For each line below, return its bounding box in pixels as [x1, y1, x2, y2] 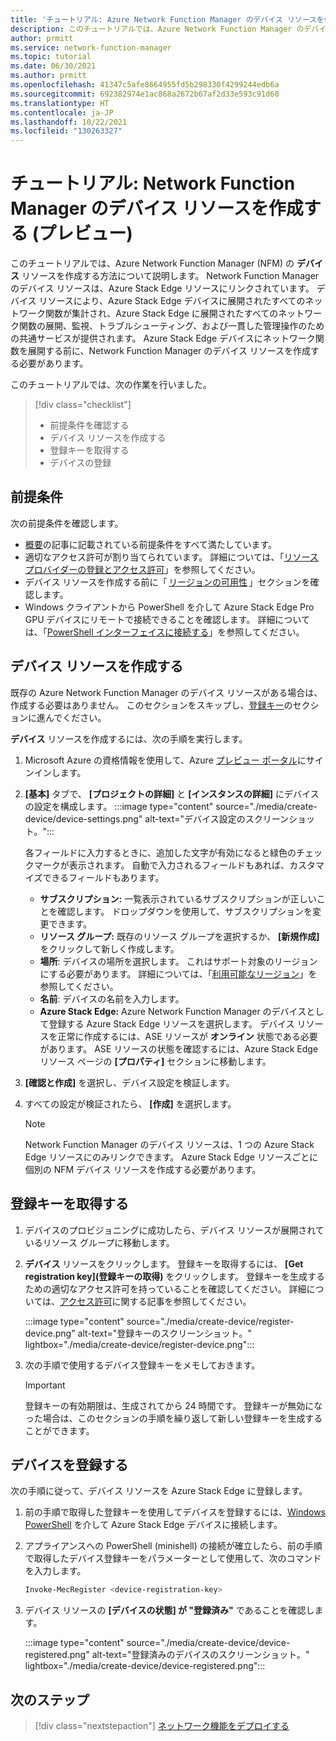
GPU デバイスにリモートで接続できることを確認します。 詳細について [24, 613, 310, 625]
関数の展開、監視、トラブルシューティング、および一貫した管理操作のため [18, 320, 325, 332]
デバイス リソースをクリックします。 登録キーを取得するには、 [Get [24, 1257, 304, 1270]
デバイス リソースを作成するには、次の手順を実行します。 [10, 732, 248, 745]
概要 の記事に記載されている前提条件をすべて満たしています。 [24, 538, 278, 550]
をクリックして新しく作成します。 [39, 942, 180, 955]
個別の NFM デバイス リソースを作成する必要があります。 [24, 1163, 262, 1175]
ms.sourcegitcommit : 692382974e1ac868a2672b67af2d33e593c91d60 [10, 89, 280, 99]
